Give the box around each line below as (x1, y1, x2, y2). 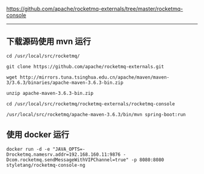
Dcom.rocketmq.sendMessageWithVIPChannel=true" (6, 156, 129, 163)
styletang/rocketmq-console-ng (6, 162, 86, 168)
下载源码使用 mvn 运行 (6, 37, 91, 47)
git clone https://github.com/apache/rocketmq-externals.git (6, 63, 165, 69)
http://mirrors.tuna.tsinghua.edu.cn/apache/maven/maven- (19, 74, 170, 80)
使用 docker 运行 (6, 130, 70, 140)
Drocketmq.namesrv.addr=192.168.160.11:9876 (6, 151, 121, 158)
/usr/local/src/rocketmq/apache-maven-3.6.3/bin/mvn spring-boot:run (6, 111, 186, 117)
